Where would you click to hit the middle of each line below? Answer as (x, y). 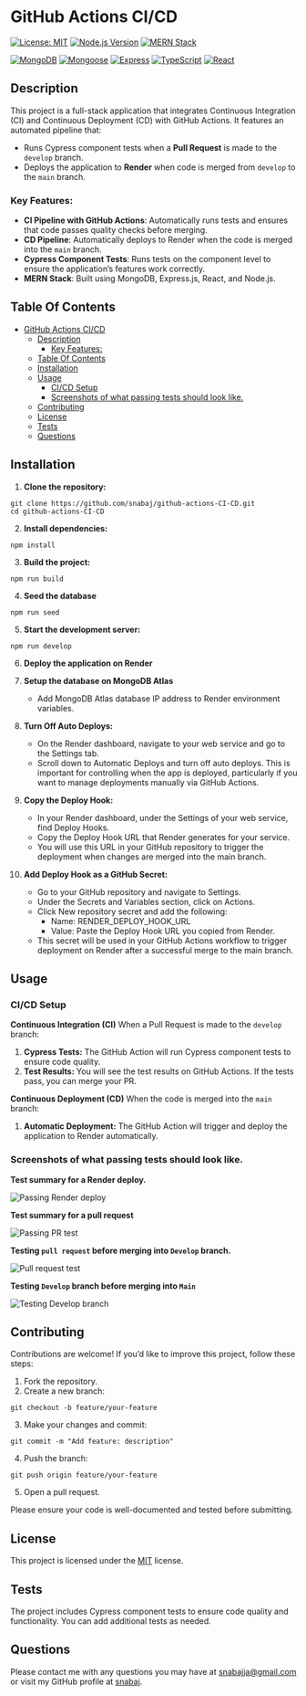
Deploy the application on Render (88, 663)
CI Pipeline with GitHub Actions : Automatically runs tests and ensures (156, 220)
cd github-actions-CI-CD (57, 511)
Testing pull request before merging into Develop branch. (121, 1250)
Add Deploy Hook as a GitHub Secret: (95, 874)
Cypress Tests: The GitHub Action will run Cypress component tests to (157, 1052)
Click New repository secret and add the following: (132, 911)
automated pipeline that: (56, 130)
